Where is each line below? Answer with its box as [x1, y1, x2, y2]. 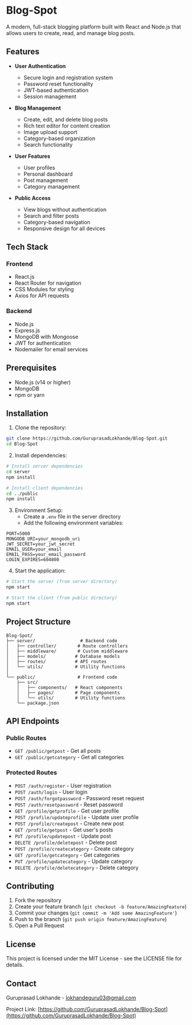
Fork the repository [14, 897, 62, 904]
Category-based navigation [23, 218, 90, 225]
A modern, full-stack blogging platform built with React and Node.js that [6, 23, 181, 30]
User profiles [23, 164, 56, 171]
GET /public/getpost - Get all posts [14, 747, 102, 755]
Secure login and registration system [23, 74, 113, 81]
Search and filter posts [23, 212, 79, 219]
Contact [6, 978, 37, 988]
